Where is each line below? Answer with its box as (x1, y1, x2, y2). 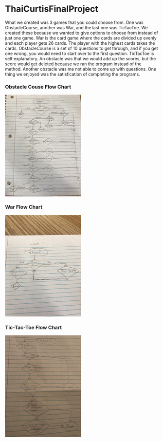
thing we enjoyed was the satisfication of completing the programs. (5, 71, 140, 77)
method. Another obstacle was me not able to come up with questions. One (5, 66, 157, 72)
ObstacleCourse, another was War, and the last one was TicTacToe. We (5, 24, 148, 30)
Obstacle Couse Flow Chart (5, 83, 72, 90)
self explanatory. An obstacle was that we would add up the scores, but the (5, 55, 156, 61)
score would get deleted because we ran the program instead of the (5, 61, 142, 67)
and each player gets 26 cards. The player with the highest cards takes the (5, 40, 155, 46)
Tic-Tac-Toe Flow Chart (5, 324, 62, 331)
